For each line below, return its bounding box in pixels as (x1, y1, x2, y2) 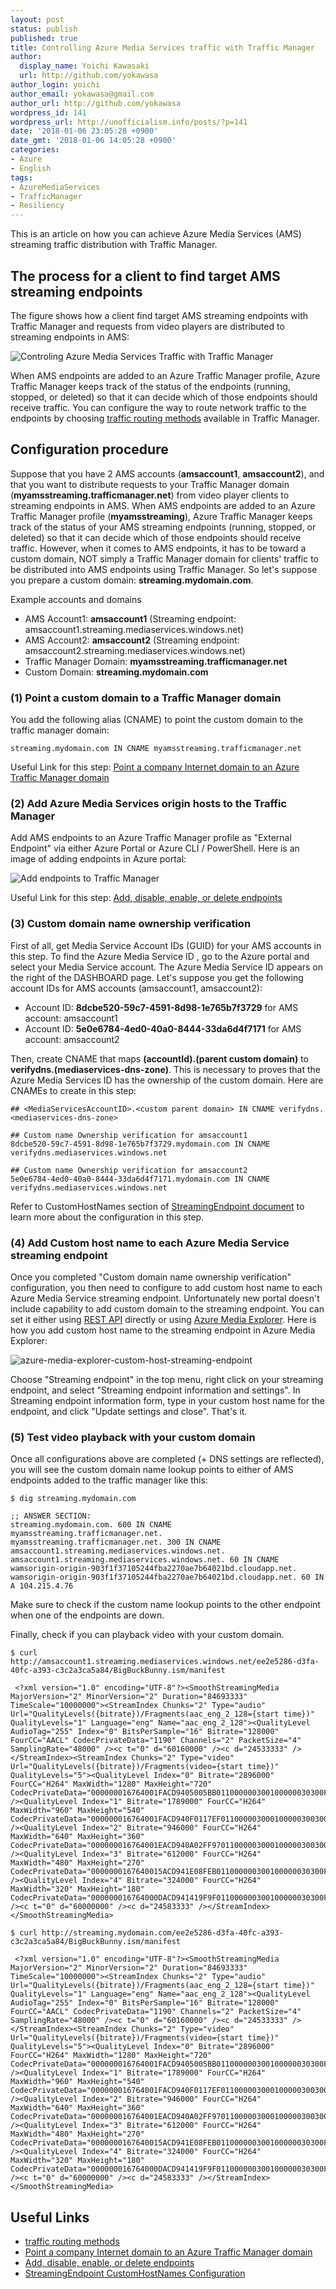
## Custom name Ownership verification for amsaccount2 (10, 1165, 248, 1175)
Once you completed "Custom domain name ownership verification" (10, 1271, 292, 1283)
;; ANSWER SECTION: (10, 1511, 92, 1521)
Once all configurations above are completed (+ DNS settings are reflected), (10, 1453, 325, 1465)
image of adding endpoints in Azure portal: (10, 853, 187, 865)
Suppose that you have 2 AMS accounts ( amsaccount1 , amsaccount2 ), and (10, 467, 325, 480)
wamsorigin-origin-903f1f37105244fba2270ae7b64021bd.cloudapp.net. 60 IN (10, 1572, 325, 1583)
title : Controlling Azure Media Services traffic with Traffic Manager (10, 42, 315, 53)
